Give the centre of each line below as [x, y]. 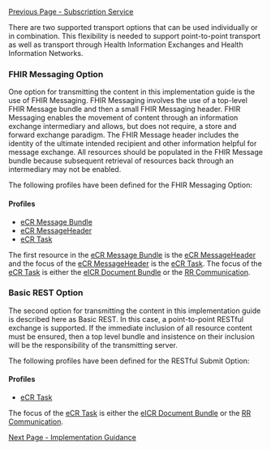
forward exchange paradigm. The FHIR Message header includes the [124, 135]
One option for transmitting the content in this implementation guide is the [132, 92]
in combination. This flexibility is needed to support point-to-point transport [135, 36]
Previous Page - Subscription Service [71, 12]
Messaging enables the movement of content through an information [123, 118]
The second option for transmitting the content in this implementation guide [135, 311]
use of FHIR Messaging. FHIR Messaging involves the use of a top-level [128, 101]
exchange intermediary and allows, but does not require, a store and [123, 126]
